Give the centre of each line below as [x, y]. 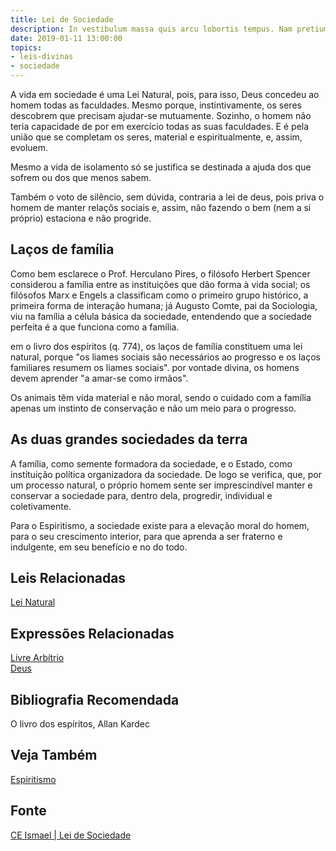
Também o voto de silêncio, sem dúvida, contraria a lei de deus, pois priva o [167, 197]
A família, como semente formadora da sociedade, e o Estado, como [151, 463]
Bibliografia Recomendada [95, 699]
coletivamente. [41, 506]
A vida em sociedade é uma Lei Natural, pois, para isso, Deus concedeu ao [165, 94]
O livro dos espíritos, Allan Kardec [80, 724]
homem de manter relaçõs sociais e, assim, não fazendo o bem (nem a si [161, 207]
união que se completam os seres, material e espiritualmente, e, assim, [156, 137]
